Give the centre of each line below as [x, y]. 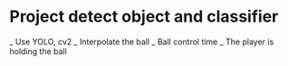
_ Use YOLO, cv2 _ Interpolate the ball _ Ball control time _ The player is [142, 42]
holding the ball [38, 51]
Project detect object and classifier [144, 17]
